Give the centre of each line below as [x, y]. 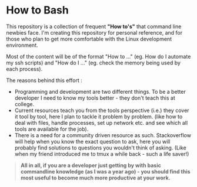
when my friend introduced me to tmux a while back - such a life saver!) [102, 154]
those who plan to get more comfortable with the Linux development [89, 39]
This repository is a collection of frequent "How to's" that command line [94, 26]
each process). [24, 69]
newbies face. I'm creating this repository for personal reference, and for [94, 32]
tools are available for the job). [51, 129]
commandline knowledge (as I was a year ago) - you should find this [105, 171]
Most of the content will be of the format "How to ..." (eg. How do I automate [98, 56]
